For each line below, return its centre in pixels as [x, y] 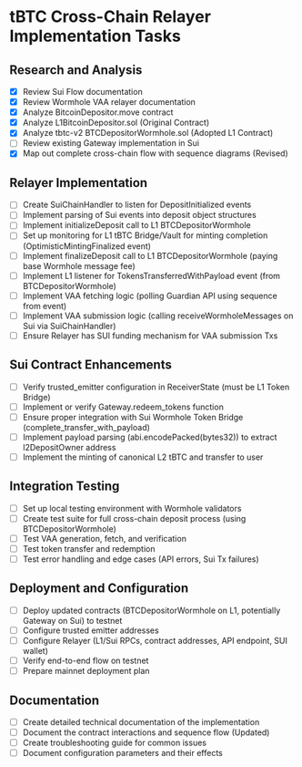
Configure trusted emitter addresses [91, 630]
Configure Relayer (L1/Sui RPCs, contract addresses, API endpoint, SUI [155, 641]
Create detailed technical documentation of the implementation [141, 722]
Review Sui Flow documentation [82, 92]
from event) [45, 306]
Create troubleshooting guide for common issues [115, 743]
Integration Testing [65, 487]
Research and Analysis [76, 70]
